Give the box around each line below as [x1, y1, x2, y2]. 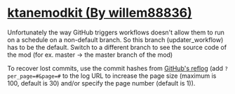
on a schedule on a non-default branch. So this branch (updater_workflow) [7, 35, 224, 43]
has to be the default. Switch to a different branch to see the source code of [7, 43, 227, 51]
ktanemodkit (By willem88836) [7, 5, 192, 21]
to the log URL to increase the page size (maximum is [62, 72, 217, 80]
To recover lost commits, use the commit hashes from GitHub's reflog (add [7, 64, 223, 72]
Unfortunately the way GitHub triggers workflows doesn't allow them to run [7, 28, 224, 36]
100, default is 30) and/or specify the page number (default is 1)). [7, 79, 196, 87]
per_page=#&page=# [7, 72, 61, 80]
